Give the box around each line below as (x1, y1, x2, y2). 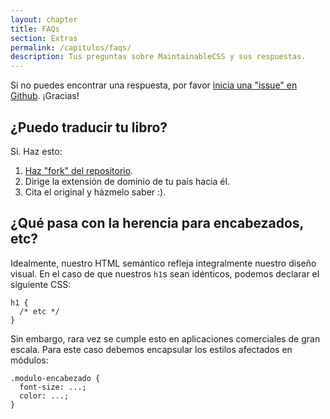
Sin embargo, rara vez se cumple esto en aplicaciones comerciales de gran (10, 332, 321, 345)
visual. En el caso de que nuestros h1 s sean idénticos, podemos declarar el (10, 267, 320, 280)
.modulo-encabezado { (10, 373, 101, 383)
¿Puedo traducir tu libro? (10, 119, 168, 136)
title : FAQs (10, 24, 60, 34)
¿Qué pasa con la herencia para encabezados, (10, 215, 304, 232)
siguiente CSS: (10, 278, 72, 290)
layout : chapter (10, 14, 78, 25)
